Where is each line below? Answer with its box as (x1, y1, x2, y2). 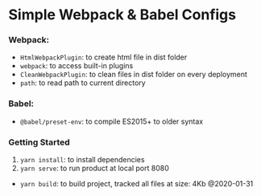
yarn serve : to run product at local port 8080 (19, 163, 169, 174)
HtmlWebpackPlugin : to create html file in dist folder (19, 52, 188, 62)
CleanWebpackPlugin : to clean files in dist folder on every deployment (19, 70, 248, 80)
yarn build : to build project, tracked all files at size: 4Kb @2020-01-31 (19, 179, 254, 189)
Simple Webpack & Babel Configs (8, 6, 236, 24)
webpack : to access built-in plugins (19, 61, 134, 71)
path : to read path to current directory (19, 78, 147, 88)
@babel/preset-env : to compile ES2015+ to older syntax (19, 116, 204, 126)
